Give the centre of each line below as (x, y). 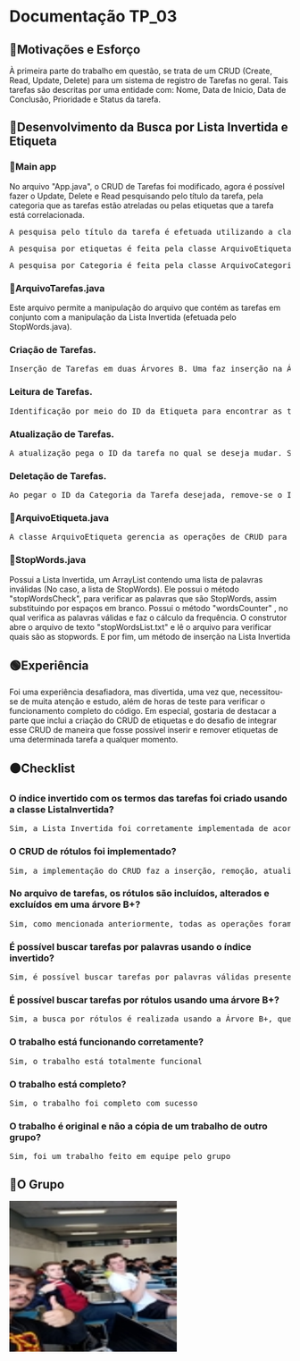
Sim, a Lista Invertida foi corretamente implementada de (139, 829)
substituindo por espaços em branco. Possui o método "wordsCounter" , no (149, 608)
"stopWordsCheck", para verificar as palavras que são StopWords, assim (143, 598)
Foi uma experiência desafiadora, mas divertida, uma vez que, (124, 692)
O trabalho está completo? (68, 1084)
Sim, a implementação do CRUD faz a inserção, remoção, (134, 870)
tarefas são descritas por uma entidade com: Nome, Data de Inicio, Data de (148, 90)
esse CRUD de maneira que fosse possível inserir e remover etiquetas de (144, 729)
